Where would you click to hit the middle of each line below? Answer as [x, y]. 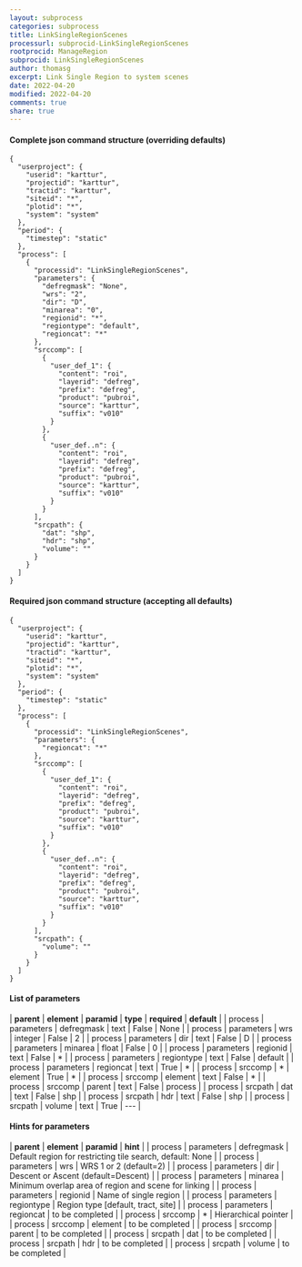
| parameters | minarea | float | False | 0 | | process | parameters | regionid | [151, 1048]
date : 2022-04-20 [42, 85]
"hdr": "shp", [69, 541]
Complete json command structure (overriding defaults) [117, 140]
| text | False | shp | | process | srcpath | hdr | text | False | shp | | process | [150, 1096]
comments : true [38, 102]
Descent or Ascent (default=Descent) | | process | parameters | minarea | [147, 1176]
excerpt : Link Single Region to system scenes [99, 77]
